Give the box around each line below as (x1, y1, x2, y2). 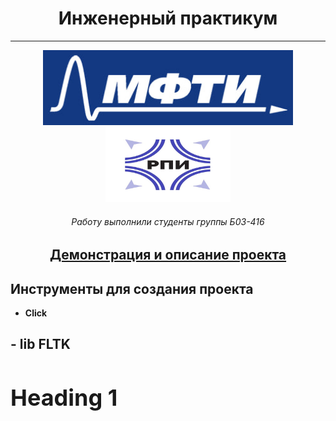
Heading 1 (10, 383, 118, 412)
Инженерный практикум (58, 7, 278, 30)
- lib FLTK (10, 336, 71, 353)
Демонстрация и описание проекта (49, 247, 287, 264)
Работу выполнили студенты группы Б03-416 (71, 215, 265, 227)
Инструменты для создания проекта (10, 280, 254, 297)
